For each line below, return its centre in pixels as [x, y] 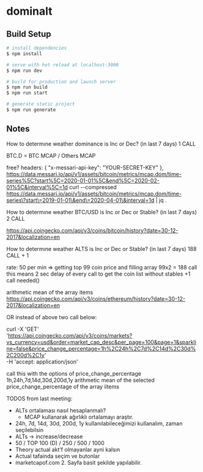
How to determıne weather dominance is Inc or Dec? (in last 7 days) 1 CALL [101, 144]
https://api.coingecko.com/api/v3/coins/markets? [70, 335]
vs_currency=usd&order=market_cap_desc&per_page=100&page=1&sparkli [102, 342]
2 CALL [16, 219]
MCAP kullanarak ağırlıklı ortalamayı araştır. [79, 417]
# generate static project [41, 104]
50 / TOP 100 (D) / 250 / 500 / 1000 [60, 443]
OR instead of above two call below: [52, 317]
